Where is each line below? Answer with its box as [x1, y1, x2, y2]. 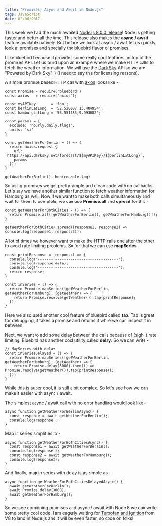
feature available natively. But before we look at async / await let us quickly [5, 40, 156, 46]
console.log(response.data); [9, 261, 69, 266]
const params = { [5, 119, 40, 124]
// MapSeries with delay [5, 347, 55, 352]
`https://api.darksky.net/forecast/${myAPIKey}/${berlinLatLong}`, [5, 153, 145, 158]
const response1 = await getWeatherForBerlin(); [9, 445, 110, 449]
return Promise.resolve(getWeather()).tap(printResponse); [14, 295, 136, 300]
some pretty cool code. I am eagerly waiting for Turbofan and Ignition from [5, 510, 155, 516]
